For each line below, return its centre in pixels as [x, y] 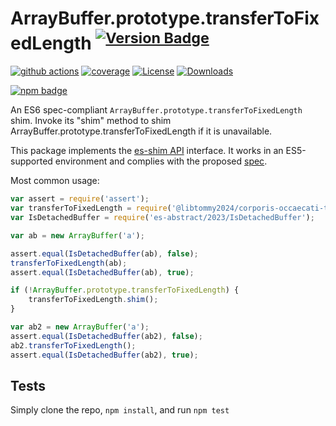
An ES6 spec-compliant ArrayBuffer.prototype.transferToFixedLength [156, 110]
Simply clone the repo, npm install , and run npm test [120, 410]
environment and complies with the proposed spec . [161, 161]
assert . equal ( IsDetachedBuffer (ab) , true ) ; [102, 272]
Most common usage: [55, 181]
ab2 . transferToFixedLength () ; [73, 345]
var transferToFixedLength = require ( [91, 208]
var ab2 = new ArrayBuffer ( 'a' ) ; [80, 327]
